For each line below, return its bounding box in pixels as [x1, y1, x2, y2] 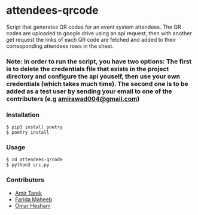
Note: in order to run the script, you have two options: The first [6, 57, 192, 66]
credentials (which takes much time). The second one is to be [6, 79, 188, 88]
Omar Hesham [14, 202, 51, 209]
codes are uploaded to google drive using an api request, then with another [6, 29, 193, 36]
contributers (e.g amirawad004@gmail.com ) [6, 94, 140, 103]
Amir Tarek [14, 189, 42, 196]
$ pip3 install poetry [6, 124, 63, 130]
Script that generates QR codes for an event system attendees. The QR [6, 23, 181, 30]
